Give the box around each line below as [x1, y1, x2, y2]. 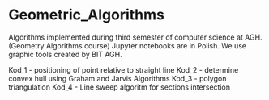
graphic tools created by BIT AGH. [8, 49, 123, 59]
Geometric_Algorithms [8, 6, 164, 24]
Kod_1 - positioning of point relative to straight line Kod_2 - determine [8, 65, 239, 74]
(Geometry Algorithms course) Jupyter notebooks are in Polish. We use [8, 40, 247, 50]
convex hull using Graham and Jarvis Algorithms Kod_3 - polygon [8, 73, 227, 83]
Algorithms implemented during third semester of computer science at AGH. [8, 32, 263, 42]
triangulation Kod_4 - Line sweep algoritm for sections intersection [8, 82, 231, 92]
